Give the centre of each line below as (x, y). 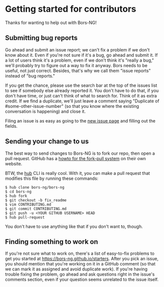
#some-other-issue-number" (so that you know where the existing (72, 106)
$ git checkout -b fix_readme (36, 200)
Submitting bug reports (41, 38)
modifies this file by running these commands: (52, 178)
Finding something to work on (52, 242)
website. (14, 164)
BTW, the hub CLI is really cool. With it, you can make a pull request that (78, 173)
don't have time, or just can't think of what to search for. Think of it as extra (81, 96)
